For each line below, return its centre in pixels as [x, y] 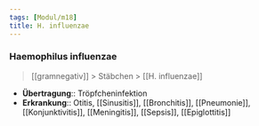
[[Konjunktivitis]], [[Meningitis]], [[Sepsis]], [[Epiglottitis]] [126, 112]
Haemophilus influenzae [63, 57]
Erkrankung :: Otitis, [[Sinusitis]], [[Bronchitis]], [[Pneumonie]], [136, 102]
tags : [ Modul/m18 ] [43, 17]
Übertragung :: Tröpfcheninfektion [85, 93]
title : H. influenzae [49, 26]
